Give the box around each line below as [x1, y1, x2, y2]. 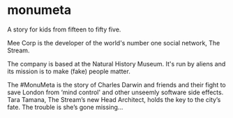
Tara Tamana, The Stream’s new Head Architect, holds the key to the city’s [7, 95, 221, 103]
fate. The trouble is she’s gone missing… [7, 103, 123, 111]
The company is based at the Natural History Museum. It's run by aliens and [7, 59, 226, 68]
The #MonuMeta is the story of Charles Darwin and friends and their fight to [7, 80, 226, 89]
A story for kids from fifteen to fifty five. [7, 25, 121, 34]
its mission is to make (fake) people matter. [7, 67, 130, 75]
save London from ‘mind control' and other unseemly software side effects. [7, 88, 224, 96]
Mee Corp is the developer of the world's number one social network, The [7, 38, 220, 47]
